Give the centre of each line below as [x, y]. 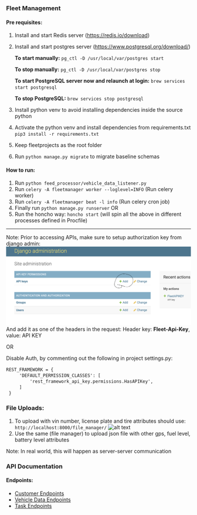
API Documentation [35, 466]
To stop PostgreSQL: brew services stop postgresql [79, 99]
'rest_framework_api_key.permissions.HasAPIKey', [91, 382]
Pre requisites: [24, 22]
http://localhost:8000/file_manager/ [61, 427]
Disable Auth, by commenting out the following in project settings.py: [89, 358]
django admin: [23, 244]
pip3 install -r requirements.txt [57, 134]
